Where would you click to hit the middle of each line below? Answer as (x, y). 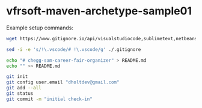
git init (17, 77)
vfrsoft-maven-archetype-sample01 (99, 11)
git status (20, 94)
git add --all (24, 88)
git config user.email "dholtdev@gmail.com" (63, 82)
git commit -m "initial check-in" (50, 99)
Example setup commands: (40, 28)
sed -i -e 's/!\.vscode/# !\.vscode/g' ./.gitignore (74, 49)
